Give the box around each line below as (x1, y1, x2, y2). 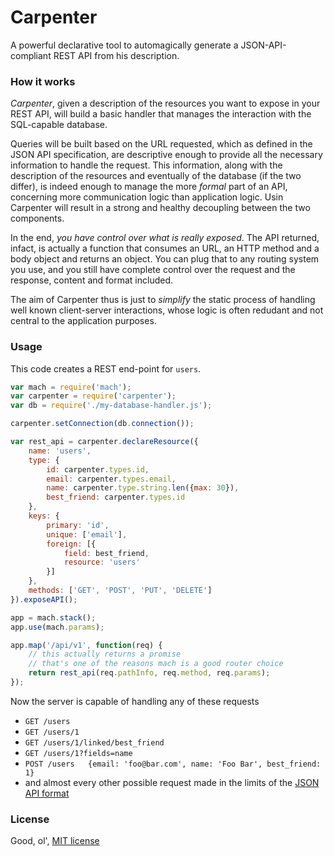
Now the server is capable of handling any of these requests (10, 695, 260, 707)
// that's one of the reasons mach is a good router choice (28, 659, 284, 669)
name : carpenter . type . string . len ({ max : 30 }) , (46, 483, 240, 493)
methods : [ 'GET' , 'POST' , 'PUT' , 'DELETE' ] (28, 586, 213, 596)
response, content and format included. (10, 274, 174, 286)
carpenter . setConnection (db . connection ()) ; (10, 419, 195, 429)
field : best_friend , (63, 548, 150, 558)
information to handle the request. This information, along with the (10, 159, 283, 171)
